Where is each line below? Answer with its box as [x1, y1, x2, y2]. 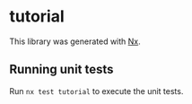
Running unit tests [9, 62, 114, 77]
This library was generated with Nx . [9, 36, 141, 47]
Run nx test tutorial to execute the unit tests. [9, 85, 184, 96]
